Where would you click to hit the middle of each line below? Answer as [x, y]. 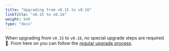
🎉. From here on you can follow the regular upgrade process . [69, 43]
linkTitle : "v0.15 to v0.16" [36, 14]
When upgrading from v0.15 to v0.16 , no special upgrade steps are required [84, 38]
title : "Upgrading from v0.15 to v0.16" [49, 10]
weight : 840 [18, 19]
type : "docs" [19, 24]
